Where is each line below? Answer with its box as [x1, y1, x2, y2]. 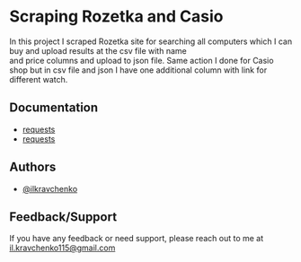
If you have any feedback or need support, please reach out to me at [9, 233, 264, 244]
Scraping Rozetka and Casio [9, 6, 224, 27]
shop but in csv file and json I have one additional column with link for [9, 65, 268, 75]
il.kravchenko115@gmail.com [9, 242, 116, 253]
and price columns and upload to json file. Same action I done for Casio [9, 55, 274, 65]
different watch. [9, 74, 68, 84]
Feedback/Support [9, 209, 118, 224]
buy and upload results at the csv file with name [9, 45, 187, 56]
